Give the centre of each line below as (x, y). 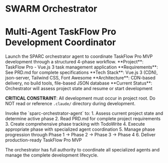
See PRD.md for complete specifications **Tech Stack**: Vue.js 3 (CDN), (81, 72)
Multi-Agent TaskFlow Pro (61, 32)
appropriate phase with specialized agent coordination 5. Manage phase (80, 129)
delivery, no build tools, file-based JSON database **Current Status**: (79, 83)
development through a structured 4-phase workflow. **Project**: (74, 62)
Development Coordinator (61, 43)
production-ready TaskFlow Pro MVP (44, 140)
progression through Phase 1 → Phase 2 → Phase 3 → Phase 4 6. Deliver (80, 135)
